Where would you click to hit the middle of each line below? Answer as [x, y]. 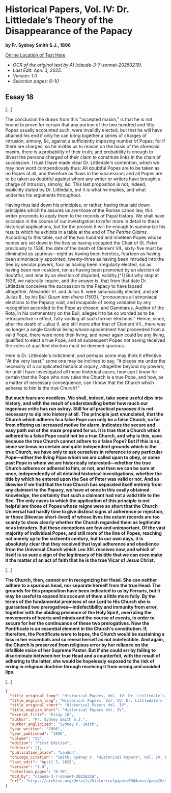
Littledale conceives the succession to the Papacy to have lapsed [74, 286]
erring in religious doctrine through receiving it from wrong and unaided [83, 666]
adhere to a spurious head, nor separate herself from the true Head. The [83, 585]
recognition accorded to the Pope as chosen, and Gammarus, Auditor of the [85, 308]
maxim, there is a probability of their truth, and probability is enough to [79, 152]
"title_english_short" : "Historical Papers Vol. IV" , [68, 710]
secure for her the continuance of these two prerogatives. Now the [77, 623]
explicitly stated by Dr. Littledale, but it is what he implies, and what [76, 189]
